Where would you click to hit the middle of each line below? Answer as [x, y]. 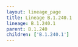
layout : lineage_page [34, 12]
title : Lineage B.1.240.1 [39, 18]
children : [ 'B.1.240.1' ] [38, 35]
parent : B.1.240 [27, 29]
